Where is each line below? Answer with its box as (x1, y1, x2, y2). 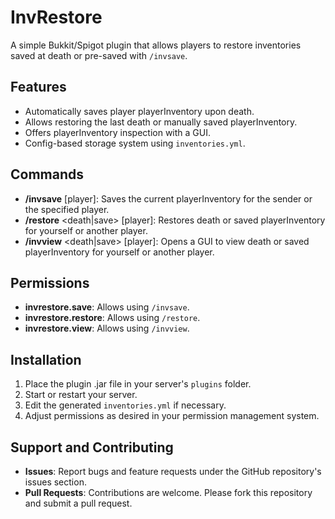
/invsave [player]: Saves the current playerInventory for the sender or (24, 192, 313, 205)
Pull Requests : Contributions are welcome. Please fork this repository (24, 487, 313, 498)
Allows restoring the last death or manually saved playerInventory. (24, 116, 298, 128)
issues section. (24, 476, 87, 488)
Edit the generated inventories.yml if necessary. (24, 399, 227, 411)
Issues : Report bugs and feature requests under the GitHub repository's (24, 466, 322, 477)
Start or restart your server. (24, 389, 138, 401)
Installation (10, 351, 82, 368)
